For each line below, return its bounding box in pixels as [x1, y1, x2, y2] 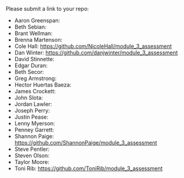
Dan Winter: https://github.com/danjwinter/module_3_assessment [14, 49, 178, 56]
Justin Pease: [14, 113, 49, 120]
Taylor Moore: [14, 159, 50, 165]
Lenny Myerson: [14, 120, 55, 127]
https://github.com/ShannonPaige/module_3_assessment [14, 139, 157, 146]
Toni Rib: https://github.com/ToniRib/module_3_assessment [14, 165, 163, 172]
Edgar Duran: [14, 62, 48, 69]
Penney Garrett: [14, 127, 54, 133]
